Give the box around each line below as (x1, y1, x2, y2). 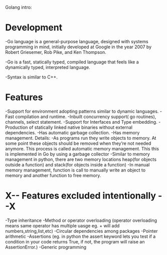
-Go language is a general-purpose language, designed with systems (5, 38, 149, 44)
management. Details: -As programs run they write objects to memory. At (5, 135, 156, 141)
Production (5, 124, 28, 130)
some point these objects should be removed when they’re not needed (5, 140, 151, 146)
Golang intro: (5, 5, 32, 10)
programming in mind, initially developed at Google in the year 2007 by (5, 44, 152, 50)
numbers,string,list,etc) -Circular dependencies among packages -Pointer (5, 228, 158, 234)
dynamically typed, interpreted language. (5, 64, 90, 70)
